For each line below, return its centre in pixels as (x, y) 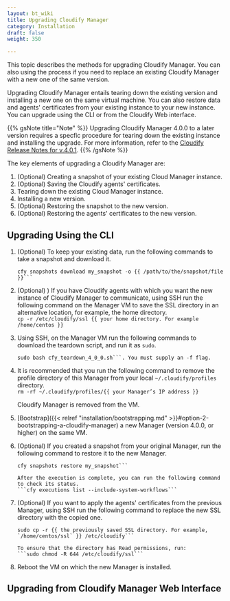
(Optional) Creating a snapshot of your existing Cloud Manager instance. (120, 177)
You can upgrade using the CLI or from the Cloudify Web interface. (102, 115)
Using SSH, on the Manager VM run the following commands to (107, 338)
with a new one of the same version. (58, 79)
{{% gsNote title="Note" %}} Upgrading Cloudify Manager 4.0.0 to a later (111, 128)
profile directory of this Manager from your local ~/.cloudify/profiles (117, 378)
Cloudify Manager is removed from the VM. (78, 405)
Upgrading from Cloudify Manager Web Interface (114, 589)
